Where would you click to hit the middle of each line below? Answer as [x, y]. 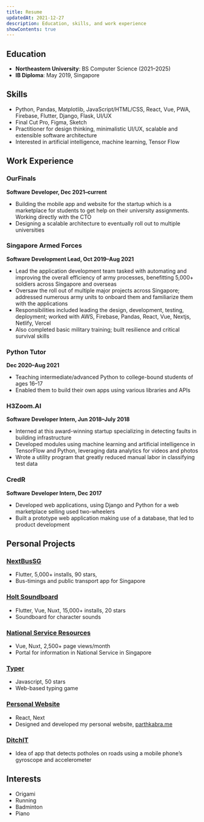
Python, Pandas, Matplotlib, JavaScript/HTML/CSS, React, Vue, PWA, [103, 109]
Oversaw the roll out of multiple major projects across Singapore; [97, 290]
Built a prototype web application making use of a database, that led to [104, 518]
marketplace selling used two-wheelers [65, 511]
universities [30, 230]
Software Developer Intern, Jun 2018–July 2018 [68, 419]
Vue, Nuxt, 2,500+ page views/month [62, 646]
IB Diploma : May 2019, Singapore [57, 75]
